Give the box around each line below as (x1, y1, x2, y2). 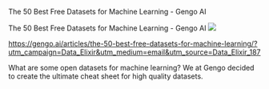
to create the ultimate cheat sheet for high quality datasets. (8, 71, 203, 81)
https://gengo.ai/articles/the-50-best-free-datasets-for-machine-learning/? (8, 39, 258, 48)
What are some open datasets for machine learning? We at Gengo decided (8, 63, 255, 72)
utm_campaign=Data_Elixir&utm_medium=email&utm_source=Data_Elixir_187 (8, 47, 261, 57)
